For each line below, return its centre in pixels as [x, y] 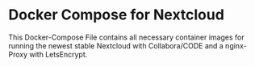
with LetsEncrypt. [59, 54]
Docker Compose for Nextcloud [116, 15]
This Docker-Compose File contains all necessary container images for [126, 37]
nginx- [236, 45]
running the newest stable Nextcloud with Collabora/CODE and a [116, 45]
